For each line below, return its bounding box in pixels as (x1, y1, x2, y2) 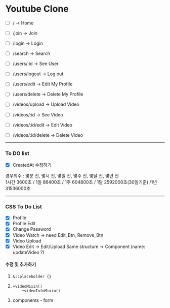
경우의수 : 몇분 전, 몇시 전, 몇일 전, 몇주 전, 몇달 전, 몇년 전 (5, 173, 119, 179)
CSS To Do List (5, 203, 42, 210)
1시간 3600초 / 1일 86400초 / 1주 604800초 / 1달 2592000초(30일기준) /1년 (5, 179, 157, 186)
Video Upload (12, 237, 41, 244)
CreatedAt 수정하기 (12, 162, 52, 168)
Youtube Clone (5, 3, 69, 15)
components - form (12, 297, 54, 303)
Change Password (12, 226, 51, 232)
